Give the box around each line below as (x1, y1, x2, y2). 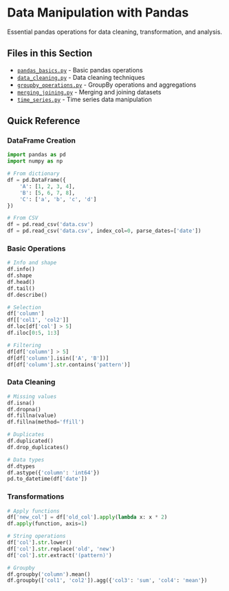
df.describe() (7, 291, 48, 298)
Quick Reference (7, 115, 80, 127)
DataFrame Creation (7, 136, 76, 145)
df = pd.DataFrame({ (7, 177, 67, 184)
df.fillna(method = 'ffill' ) (7, 419, 85, 426)
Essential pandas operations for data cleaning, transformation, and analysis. (7, 28, 222, 36)
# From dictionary (7, 170, 60, 177)
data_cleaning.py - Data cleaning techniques (17, 73, 146, 81)
